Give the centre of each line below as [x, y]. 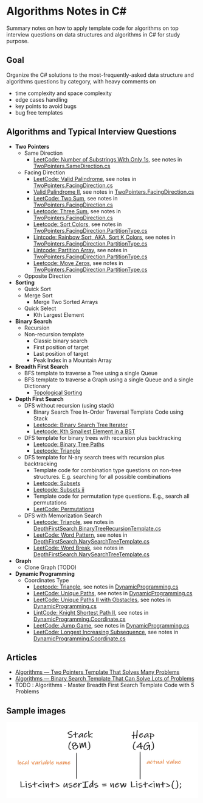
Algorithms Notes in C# [67, 11]
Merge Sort [38, 295]
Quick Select [40, 308]
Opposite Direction [48, 276]
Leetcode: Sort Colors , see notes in [77, 224]
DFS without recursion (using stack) [69, 405]
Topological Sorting [58, 392]
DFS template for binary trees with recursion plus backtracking [103, 437]
